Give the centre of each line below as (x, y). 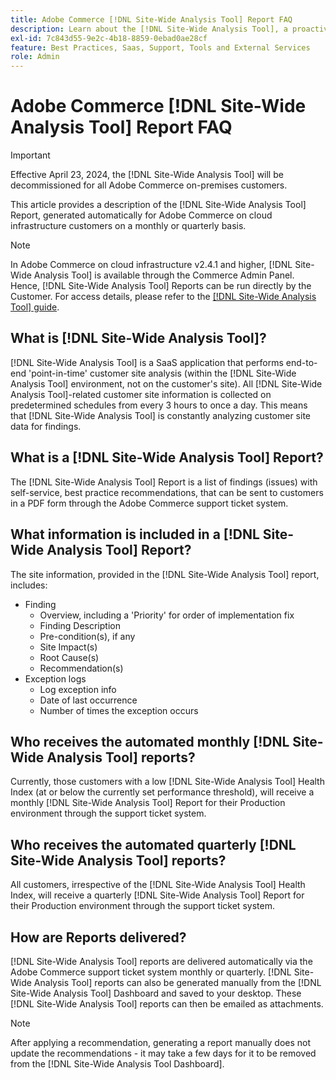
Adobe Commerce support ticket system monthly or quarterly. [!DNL (151, 972)
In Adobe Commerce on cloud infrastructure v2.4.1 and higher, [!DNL (151, 265)
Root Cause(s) (69, 657)
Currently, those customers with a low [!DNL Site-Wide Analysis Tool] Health (167, 782)
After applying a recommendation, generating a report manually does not (161, 1042)
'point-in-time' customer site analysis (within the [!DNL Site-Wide (162, 373)
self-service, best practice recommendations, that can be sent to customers (167, 492)
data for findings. (46, 426)
